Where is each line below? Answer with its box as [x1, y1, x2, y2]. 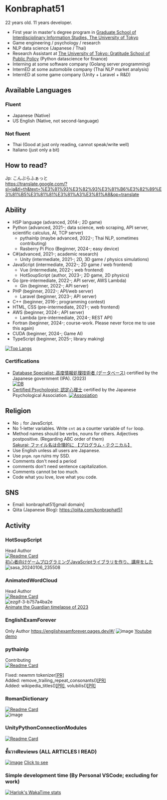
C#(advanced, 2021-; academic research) [12, 251, 99, 257]
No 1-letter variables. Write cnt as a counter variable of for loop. [12, 425, 145, 431]
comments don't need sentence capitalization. [12, 463, 108, 469]
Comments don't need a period [12, 458, 77, 464]
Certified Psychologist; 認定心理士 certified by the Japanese [12, 386, 136, 392]
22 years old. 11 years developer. [5, 19, 72, 25]
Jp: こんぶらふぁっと [5, 175, 48, 181]
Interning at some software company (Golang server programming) [12, 61, 151, 67]
